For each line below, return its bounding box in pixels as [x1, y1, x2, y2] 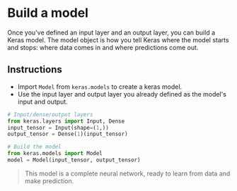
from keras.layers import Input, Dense [7, 118, 125, 125]
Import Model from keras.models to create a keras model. [17, 82, 183, 91]
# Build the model [7, 143, 62, 151]
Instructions [7, 63, 62, 75]
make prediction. [24, 176, 74, 185]
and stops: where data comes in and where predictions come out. [7, 43, 199, 51]
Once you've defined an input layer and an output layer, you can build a [7, 28, 216, 37]
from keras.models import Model [7, 150, 103, 157]
